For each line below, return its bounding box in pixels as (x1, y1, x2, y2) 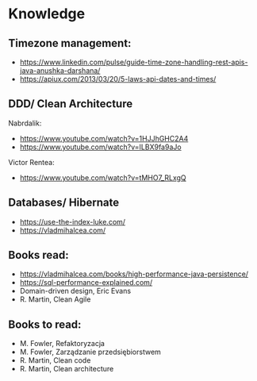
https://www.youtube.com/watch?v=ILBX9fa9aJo (19, 142, 182, 152)
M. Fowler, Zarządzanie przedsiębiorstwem (19, 347, 161, 357)
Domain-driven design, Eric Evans (19, 287, 132, 296)
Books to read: (8, 317, 82, 331)
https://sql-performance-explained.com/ (19, 278, 153, 287)
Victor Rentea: (8, 157, 55, 167)
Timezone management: (8, 37, 132, 50)
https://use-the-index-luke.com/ (19, 217, 125, 226)
